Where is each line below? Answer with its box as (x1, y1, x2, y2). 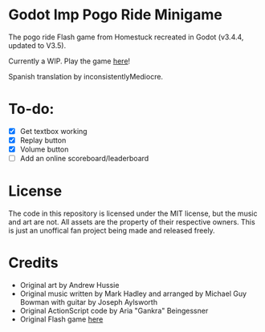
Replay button (19, 135, 67, 145)
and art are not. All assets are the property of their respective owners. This (8, 217, 255, 227)
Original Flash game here (19, 314, 104, 324)
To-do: (8, 100, 55, 118)
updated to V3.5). (8, 40, 67, 50)
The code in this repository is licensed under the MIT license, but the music (8, 209, 258, 218)
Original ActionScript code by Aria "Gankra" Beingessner (19, 306, 209, 315)
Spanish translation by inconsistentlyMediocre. (8, 71, 163, 81)
